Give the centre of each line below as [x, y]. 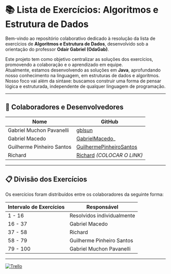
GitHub [110, 122]
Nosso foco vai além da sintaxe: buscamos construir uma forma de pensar [83, 81]
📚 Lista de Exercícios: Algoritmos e [82, 10]
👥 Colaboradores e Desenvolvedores [64, 107]
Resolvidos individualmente [102, 215]
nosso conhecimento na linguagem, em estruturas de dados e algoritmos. [83, 75]
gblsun [84, 130]
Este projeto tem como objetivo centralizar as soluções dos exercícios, [79, 59]
